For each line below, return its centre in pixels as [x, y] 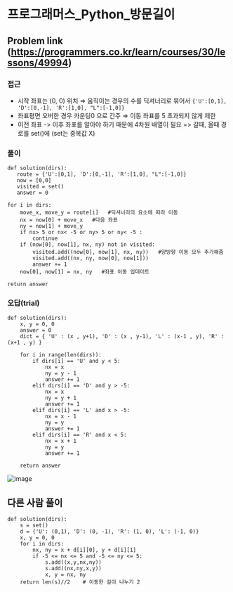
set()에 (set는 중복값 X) [63, 133]
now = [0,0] [34, 181]
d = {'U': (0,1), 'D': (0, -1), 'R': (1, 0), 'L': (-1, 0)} [109, 532]
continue [45, 239]
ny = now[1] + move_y [51, 226]
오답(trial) [24, 303]
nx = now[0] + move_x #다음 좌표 [69, 220]
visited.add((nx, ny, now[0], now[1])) [91, 258]
